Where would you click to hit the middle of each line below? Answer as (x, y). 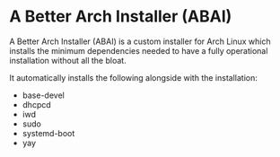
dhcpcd (36, 104)
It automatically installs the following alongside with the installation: (133, 77)
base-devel (43, 95)
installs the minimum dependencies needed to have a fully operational (139, 50)
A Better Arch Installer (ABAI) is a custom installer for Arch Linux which (140, 41)
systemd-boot (48, 133)
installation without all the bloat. (68, 60)
